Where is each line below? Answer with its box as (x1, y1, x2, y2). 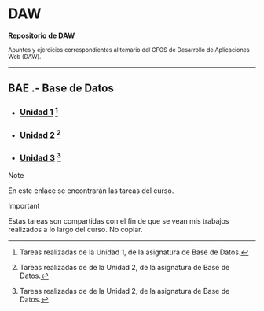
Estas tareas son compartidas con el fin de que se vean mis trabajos (8, 216, 229, 225)
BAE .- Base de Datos (8, 82, 114, 95)
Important (8, 201, 40, 210)
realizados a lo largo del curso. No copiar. (8, 224, 143, 234)
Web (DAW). (8, 53, 42, 61)
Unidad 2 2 (19, 128, 61, 141)
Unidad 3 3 (19, 151, 61, 164)
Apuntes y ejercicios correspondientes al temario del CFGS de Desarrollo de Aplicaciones (8, 46, 250, 54)
